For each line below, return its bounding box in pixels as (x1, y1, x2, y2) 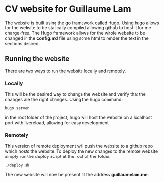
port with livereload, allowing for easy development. (5, 120, 110, 126)
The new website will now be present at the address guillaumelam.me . (5, 172, 149, 178)
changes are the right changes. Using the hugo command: (5, 97, 123, 103)
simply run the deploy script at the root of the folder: (5, 154, 111, 159)
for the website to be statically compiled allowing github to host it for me (5, 25, 151, 30)
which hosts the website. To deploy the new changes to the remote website (5, 148, 158, 154)
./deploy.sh (5, 163, 29, 168)
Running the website (5, 55, 70, 63)
